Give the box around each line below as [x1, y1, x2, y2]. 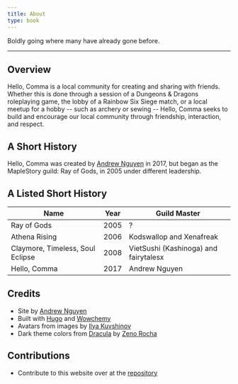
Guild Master [155, 208, 200, 218]
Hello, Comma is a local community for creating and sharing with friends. [7, 82, 220, 91]
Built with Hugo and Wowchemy [17, 314, 111, 322]
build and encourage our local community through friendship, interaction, [7, 113, 222, 121]
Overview [7, 63, 52, 75]
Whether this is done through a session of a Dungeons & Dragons [7, 90, 199, 98]
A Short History [7, 140, 78, 152]
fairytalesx [128, 252, 164, 262]
